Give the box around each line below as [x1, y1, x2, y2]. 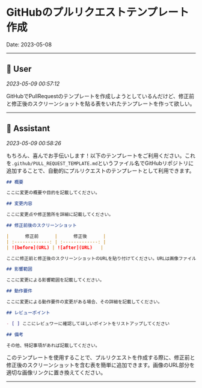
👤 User [6, 64, 32, 74]
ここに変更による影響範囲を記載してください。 [6, 277, 105, 283]
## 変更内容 [6, 201, 33, 207]
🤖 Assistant [6, 124, 50, 134]
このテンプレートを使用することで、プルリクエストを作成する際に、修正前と [6, 354, 195, 361]
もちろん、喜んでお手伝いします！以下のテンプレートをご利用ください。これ [6, 152, 195, 159]
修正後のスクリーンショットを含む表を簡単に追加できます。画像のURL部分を [6, 361, 195, 369]
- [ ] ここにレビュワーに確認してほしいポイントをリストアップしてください [6, 321, 170, 327]
